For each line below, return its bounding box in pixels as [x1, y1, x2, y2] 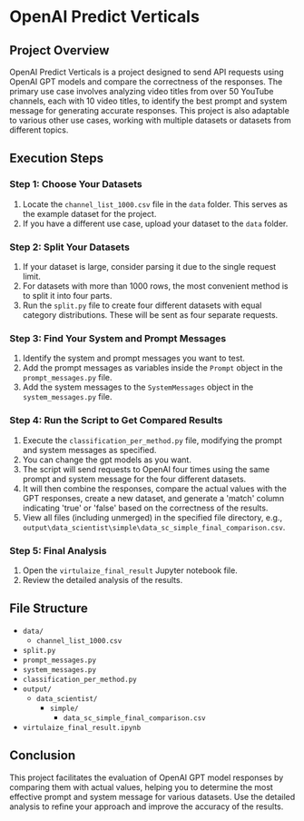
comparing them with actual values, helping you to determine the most [9, 781, 274, 792]
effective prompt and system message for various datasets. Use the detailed [9, 791, 296, 802]
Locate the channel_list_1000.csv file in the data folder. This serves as [22, 198, 289, 210]
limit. [22, 271, 41, 282]
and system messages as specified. [22, 444, 157, 455]
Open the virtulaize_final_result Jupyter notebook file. [22, 565, 238, 576]
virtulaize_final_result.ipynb [22, 723, 142, 732]
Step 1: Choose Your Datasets [9, 178, 142, 191]
